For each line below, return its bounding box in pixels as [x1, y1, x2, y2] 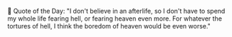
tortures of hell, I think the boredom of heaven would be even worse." [7, 22, 211, 30]
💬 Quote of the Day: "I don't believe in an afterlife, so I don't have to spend [7, 7, 226, 15]
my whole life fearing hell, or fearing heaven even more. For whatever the [7, 14, 223, 23]
